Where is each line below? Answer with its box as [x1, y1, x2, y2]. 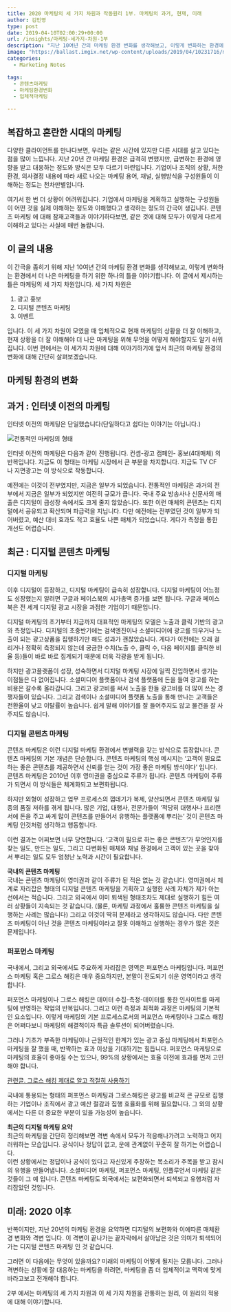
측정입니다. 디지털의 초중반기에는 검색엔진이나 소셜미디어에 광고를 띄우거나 [14, 626, 215, 635]
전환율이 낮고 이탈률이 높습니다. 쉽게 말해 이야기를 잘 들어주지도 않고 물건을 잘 [7, 701, 217, 709]
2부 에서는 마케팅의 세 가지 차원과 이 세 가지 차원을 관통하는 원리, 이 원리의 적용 [7, 1289, 219, 1298]
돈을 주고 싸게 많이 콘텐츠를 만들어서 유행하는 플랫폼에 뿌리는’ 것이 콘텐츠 [19, 812, 216, 820]
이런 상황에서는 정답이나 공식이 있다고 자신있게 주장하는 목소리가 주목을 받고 [7, 1157, 211, 1166]
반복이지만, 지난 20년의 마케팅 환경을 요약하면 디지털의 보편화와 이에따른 [7, 1225, 202, 1233]
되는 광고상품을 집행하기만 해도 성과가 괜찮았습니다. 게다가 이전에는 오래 [19, 635, 213, 643]
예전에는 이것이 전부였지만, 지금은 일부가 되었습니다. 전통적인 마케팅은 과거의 [7, 481, 213, 489]
